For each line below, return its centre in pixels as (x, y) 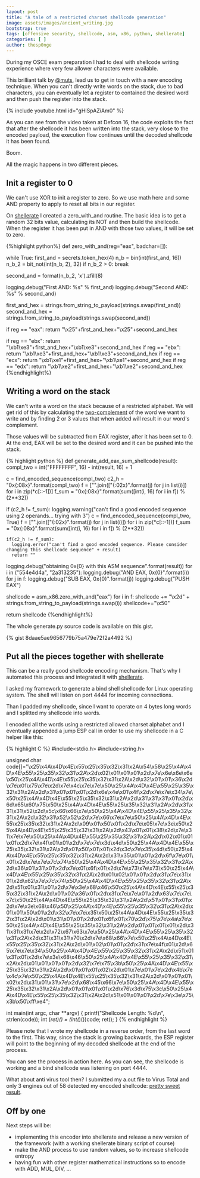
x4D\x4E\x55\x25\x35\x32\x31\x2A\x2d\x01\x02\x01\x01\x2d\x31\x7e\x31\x (99, 875)
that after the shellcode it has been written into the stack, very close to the (97, 128)
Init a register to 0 (40, 183)
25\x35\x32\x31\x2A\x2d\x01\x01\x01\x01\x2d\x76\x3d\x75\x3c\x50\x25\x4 (99, 989)
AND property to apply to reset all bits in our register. (71, 204)
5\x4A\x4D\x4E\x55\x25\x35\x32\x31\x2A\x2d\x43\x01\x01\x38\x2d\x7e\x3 (99, 830)
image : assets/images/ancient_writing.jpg (60, 23)
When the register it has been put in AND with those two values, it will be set (100, 228)
